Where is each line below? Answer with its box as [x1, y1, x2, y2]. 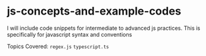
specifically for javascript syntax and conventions [7, 30, 132, 38]
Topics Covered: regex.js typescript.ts [7, 43, 109, 50]
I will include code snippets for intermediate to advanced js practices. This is [7, 24, 200, 32]
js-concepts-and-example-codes [7, 4, 181, 18]
